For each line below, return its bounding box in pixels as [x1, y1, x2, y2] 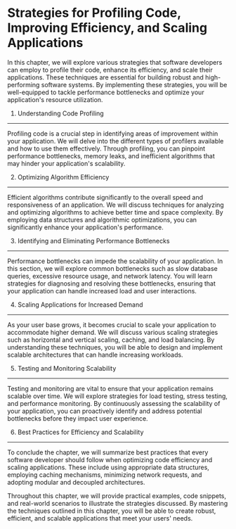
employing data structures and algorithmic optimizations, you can [7, 215, 197, 224]
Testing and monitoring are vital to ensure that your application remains [7, 384, 214, 393]
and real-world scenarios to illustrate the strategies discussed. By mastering [7, 499, 228, 507]
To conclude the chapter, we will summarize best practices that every [7, 448, 209, 457]
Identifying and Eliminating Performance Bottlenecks [17, 236, 170, 245]
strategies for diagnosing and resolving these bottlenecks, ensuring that [7, 279, 216, 288]
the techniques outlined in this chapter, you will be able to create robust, [7, 506, 216, 515]
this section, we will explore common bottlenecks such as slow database [7, 264, 218, 272]
